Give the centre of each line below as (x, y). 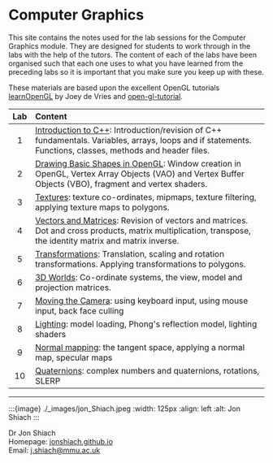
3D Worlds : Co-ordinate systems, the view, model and (139, 277)
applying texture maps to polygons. (102, 207)
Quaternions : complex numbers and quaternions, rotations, (147, 370)
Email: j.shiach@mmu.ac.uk (54, 450)
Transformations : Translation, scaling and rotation (130, 253)
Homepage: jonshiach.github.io (61, 441)
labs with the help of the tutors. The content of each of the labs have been (133, 54)
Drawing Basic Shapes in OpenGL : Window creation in (139, 163)
